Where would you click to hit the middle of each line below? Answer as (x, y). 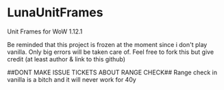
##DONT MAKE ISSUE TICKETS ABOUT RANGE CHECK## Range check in (112, 72)
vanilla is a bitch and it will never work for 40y (72, 79)
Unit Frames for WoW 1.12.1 (45, 31)
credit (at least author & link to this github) (66, 59)
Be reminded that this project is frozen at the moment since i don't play (107, 44)
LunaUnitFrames (55, 13)
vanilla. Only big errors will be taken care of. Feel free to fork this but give (111, 52)
